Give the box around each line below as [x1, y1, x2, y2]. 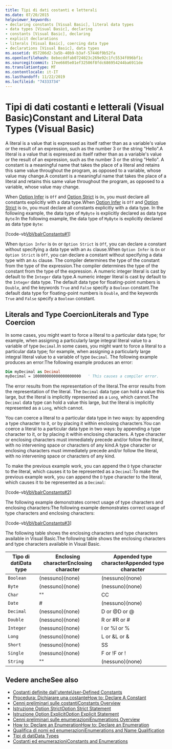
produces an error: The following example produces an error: [5, 359, 133, 365]
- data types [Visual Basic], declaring [5, 27, 93, 32]
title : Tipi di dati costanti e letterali [5, 7, 97, 13]
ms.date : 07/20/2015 [5, 12, 50, 17]
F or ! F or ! [101, 650, 126, 657]
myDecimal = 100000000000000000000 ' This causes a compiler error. [5, 374, 159, 379]
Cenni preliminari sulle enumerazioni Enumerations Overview [12, 717, 140, 723]
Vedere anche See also [5, 676, 78, 684]
